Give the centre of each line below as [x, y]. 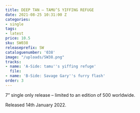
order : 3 [14, 81]
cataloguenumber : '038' [30, 52]
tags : [11, 29]
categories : [18, 19]
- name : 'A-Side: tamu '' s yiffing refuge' [51, 66]
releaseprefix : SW [25, 48]
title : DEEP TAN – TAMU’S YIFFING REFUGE [50, 10]
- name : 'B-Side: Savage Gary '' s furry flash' [55, 76]
